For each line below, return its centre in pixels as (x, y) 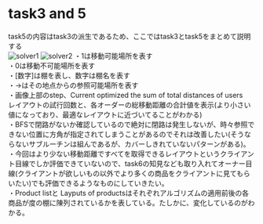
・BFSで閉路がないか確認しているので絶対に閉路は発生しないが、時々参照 (128, 124)
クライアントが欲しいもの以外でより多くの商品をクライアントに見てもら (134, 173)
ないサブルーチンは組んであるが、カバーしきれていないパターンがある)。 (132, 144)
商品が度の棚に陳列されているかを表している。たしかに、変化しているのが (128, 202)
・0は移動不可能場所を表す (52, 65)
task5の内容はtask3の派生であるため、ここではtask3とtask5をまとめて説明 (130, 36)
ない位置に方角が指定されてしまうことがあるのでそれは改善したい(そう (130, 134)
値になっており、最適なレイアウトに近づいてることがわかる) (105, 114)
